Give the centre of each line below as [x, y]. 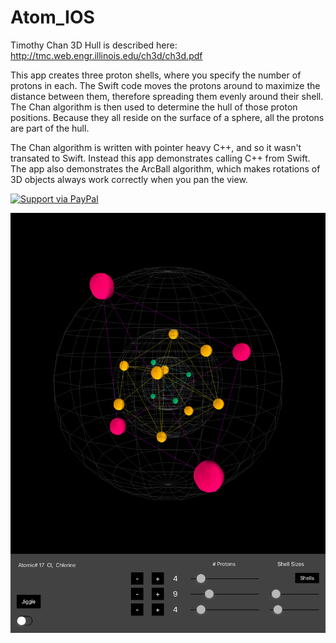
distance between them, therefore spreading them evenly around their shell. [167, 96]
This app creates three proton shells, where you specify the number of [156, 75]
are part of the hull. [50, 128]
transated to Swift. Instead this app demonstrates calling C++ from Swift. [160, 158]
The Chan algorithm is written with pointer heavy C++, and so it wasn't [156, 147]
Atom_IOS [52, 17]
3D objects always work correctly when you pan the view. [129, 179]
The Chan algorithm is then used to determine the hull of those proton [154, 107]
